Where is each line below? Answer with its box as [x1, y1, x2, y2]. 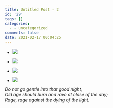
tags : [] [5, 16, 23, 21]
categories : [5, 21, 30, 26]
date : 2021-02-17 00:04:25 [5, 35, 61, 40]
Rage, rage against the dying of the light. [5, 97, 90, 103]
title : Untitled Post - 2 [5, 7, 59, 12]
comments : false [5, 30, 39, 35]
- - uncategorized [9, 26, 48, 31]
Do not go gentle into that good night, [5, 86, 83, 92]
